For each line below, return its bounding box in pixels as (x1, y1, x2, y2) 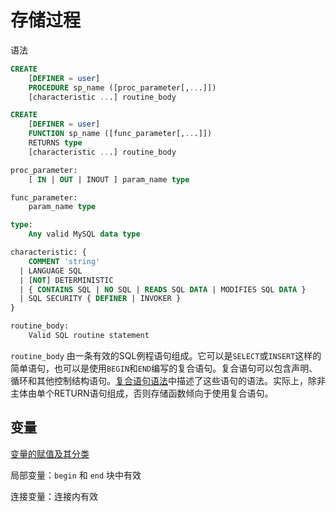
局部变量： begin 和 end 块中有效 (10, 469, 142, 481)
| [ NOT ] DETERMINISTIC (19, 275, 114, 285)
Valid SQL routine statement (28, 331, 150, 341)
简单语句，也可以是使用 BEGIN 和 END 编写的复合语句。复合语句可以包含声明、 (10, 362, 318, 374)
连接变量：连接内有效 (10, 490, 98, 502)
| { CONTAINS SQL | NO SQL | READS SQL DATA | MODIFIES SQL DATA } (19, 284, 307, 295)
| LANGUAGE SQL (19, 266, 83, 276)
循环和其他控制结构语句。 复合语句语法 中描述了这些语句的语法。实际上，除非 (10, 374, 326, 386)
